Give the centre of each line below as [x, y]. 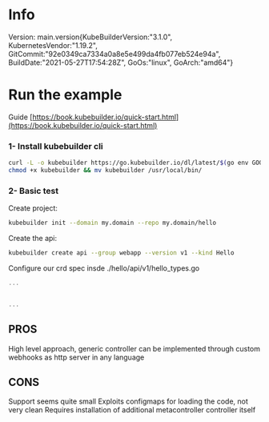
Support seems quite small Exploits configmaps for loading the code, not [128, 401]
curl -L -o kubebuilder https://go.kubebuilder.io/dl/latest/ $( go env [128, 163]
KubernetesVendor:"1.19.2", [53, 45]
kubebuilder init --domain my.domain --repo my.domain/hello [112, 223]
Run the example [65, 95]
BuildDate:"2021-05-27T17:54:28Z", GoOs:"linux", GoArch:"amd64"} [121, 62]
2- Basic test [33, 191]
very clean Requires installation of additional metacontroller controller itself [132, 410]
